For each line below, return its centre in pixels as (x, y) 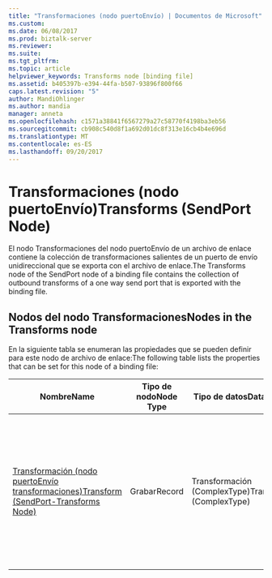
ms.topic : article (39, 69)
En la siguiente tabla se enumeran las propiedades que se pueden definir (130, 349)
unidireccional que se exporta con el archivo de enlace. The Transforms (127, 266)
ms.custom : (27, 24)
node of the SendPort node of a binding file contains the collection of (124, 274)
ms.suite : (25, 54)
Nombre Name (68, 396)
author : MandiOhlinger (47, 99)
